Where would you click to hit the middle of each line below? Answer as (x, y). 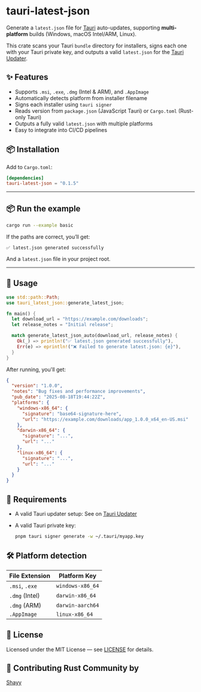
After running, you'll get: (36, 369)
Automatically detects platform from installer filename (81, 98)
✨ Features (27, 77)
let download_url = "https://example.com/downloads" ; (80, 319)
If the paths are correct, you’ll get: (48, 237)
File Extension (30, 576)
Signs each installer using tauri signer (63, 104)
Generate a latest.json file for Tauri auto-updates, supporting (83, 28)
